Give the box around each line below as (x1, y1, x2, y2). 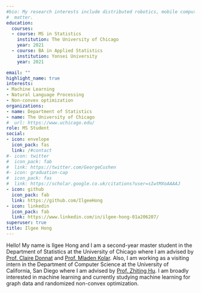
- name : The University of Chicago (6, 114, 95, 120)
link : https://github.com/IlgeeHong (11, 197, 103, 203)
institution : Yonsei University (17, 53, 98, 59)
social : (6, 131, 26, 137)
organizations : (6, 103, 44, 109)
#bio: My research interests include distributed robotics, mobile (6, 8, 178, 15)
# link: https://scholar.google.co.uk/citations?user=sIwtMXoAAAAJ (6, 181, 181, 187)
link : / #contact (11, 147, 52, 153)
